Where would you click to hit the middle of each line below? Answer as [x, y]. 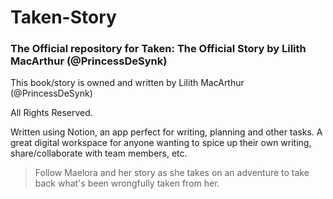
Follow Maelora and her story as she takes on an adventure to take [172, 173]
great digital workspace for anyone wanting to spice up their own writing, [161, 143]
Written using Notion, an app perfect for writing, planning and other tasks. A [166, 132]
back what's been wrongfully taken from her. [127, 183]
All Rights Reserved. [51, 113]
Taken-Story [63, 17]
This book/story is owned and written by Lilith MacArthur [127, 83]
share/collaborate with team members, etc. [99, 153]
